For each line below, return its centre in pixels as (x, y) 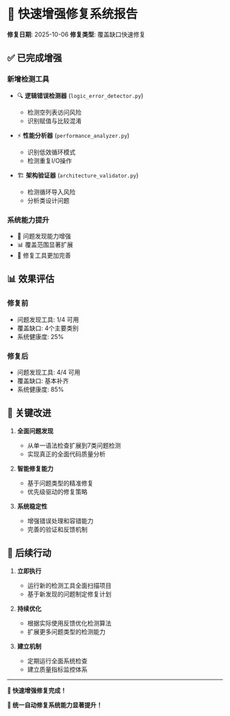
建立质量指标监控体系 (57, 669)
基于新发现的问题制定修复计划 (69, 594)
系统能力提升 (28, 220)
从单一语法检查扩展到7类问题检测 (74, 445)
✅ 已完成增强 (35, 58)
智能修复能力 (35, 468)
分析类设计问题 (48, 200)
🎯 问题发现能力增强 (44, 236)
